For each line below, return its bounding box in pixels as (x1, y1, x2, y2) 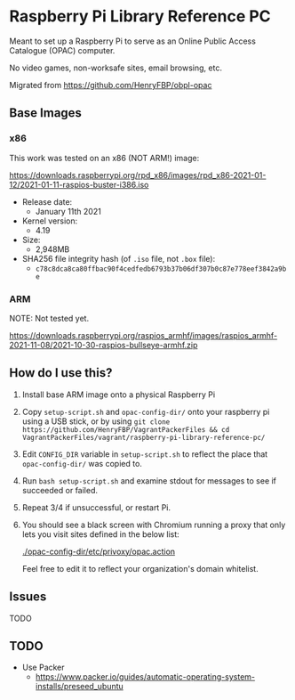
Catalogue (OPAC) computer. (9, 45, 116, 55)
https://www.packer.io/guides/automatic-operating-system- (35, 672, 256, 682)
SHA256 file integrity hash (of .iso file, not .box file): (21, 253, 216, 264)
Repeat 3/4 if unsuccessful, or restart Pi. (21, 501, 171, 513)
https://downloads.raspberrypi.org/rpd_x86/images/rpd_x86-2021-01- (9, 169, 267, 180)
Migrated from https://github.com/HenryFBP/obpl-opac (9, 79, 212, 90)
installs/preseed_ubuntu (35, 681, 124, 692)
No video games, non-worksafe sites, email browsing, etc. (9, 62, 222, 73)
